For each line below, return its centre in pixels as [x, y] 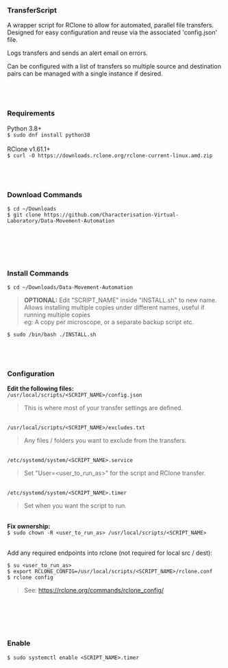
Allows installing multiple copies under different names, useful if [114, 308]
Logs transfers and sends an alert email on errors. [78, 53]
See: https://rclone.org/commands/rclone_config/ [94, 590]
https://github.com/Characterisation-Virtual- [111, 215]
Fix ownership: [29, 527]
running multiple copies [57, 315]
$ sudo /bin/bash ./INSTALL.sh [52, 335]
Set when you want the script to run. [75, 506]
